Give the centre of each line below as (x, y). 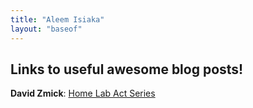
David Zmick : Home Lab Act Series (83, 93)
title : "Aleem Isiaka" (57, 19)
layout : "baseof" (46, 29)
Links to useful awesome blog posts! (127, 69)
